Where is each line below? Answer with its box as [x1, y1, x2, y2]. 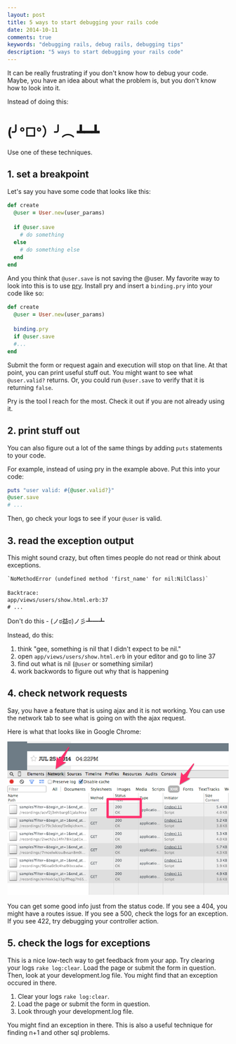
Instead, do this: [7, 631, 54, 639]
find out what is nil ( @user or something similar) [17, 660, 153, 668]
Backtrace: [7, 589, 39, 596]
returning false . [7, 383, 53, 391]
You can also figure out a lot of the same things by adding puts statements [7, 443, 223, 452]
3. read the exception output [7, 534, 134, 546]
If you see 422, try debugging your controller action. [7, 916, 159, 925]
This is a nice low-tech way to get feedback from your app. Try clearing [7, 956, 215, 964]
